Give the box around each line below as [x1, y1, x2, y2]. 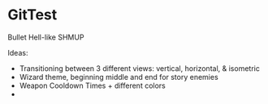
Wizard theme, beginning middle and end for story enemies [19, 72, 218, 81]
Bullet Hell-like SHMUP [7, 32, 84, 42]
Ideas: [7, 48, 28, 57]
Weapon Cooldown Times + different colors [19, 81, 166, 90]
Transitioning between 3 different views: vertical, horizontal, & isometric [19, 63, 261, 73]
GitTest [7, 6, 58, 24]
